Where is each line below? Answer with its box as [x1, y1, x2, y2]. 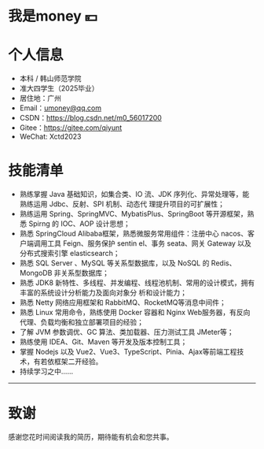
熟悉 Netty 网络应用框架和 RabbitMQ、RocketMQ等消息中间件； [19, 298, 226, 307]
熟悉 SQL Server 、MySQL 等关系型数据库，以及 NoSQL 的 [19, 258, 210, 268]
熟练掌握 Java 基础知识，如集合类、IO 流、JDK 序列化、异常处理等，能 [19, 190, 250, 199]
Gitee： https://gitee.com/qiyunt [19, 123, 123, 132]
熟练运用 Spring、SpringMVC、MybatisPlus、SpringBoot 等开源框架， [19, 210, 247, 219]
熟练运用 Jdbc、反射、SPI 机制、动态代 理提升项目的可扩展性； [19, 199, 225, 209]
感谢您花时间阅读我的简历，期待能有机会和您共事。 [8, 432, 174, 441]
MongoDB [19, 269, 53, 278]
